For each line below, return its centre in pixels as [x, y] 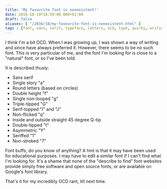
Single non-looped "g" [35, 99]
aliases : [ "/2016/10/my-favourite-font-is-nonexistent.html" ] [73, 24]
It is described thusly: [27, 68]
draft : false [19, 19]
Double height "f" [30, 94]
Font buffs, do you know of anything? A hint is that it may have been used [80, 151]
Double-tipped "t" [31, 125]
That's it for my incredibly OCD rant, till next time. [56, 182]
